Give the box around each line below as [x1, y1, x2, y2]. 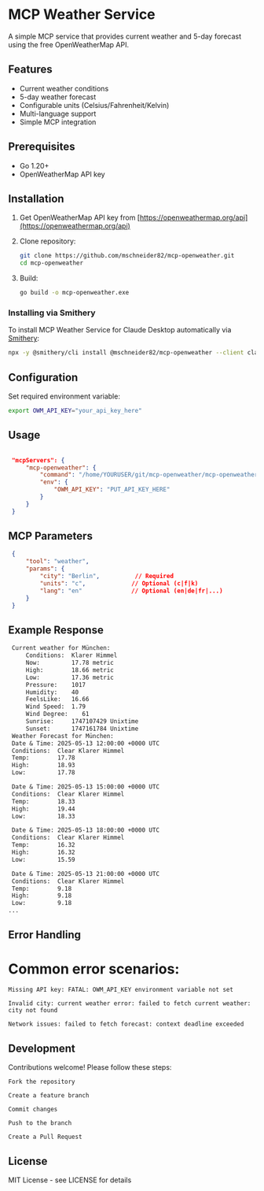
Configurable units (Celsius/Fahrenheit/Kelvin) [19, 100, 170, 109]
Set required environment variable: [8, 391, 120, 401]
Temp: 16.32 [11, 841, 76, 849]
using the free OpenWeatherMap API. [8, 39, 130, 49]
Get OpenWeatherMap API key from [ [19, 213, 140, 222]
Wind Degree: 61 [25, 711, 90, 718]
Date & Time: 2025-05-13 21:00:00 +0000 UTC [11, 870, 159, 877]
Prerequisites [8, 140, 75, 154]
